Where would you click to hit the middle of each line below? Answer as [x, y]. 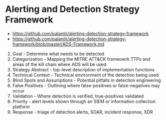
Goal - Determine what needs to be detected [58, 54]
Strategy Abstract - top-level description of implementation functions [83, 69]
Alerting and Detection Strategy [72, 9]
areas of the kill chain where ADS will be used [59, 64]
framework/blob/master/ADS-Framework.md [58, 44]
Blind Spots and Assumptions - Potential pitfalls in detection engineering [86, 80]
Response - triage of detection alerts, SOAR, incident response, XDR [83, 112]
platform [21, 107]
